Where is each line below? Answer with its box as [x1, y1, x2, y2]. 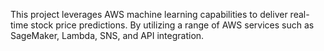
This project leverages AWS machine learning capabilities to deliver [10, 9, 288, 20]
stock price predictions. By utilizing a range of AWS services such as [30, 19, 315, 31]
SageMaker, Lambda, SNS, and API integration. [10, 30, 205, 41]
